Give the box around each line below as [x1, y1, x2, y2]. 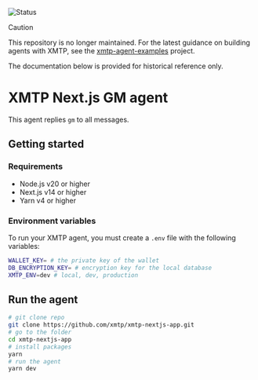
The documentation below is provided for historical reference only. [8, 61, 223, 71]
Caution [8, 23, 34, 31]
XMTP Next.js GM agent [8, 89, 169, 107]
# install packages [8, 342, 72, 351]
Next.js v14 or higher [19, 187, 87, 196]
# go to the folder [8, 328, 72, 337]
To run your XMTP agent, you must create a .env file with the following [8, 232, 237, 243]
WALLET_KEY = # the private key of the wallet [8, 256, 159, 265]
